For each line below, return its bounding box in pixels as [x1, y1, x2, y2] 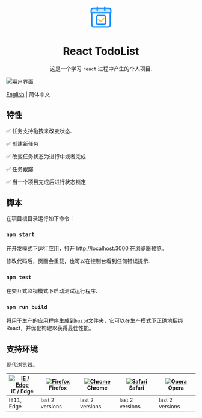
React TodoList [63, 45, 139, 58]
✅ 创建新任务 [6, 140, 39, 147]
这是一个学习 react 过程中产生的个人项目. [50, 65, 152, 72]
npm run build [6, 304, 47, 311]
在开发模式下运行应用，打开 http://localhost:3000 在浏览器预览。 [6, 245, 167, 252]
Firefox [49, 384, 67, 391]
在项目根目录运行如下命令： [6, 214, 75, 222]
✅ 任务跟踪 [6, 165, 34, 173]
